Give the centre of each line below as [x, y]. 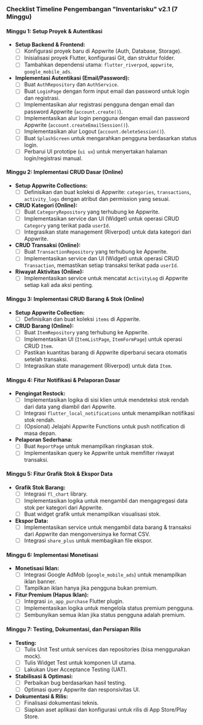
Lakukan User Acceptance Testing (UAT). [76, 669]
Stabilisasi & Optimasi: [44, 676]
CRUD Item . [38, 346]
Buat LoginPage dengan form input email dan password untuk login [107, 91]
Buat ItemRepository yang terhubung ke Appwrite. [86, 332]
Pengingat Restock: [40, 394]
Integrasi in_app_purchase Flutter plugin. [74, 601]
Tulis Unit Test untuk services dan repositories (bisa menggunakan [107, 649]
